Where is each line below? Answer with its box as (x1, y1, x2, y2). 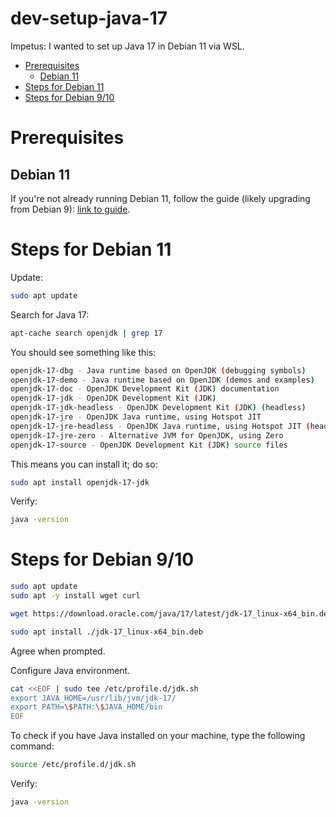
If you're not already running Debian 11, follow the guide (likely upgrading (10, 192, 311, 204)
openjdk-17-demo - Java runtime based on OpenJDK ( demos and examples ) (10, 375, 315, 385)
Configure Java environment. (10, 664, 131, 676)
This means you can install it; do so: (10, 458, 158, 470)
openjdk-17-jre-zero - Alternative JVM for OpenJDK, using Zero (10, 430, 284, 441)
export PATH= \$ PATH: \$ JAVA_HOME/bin (10, 702, 163, 712)
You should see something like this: (10, 346, 157, 358)
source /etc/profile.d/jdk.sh (10, 760, 137, 770)
